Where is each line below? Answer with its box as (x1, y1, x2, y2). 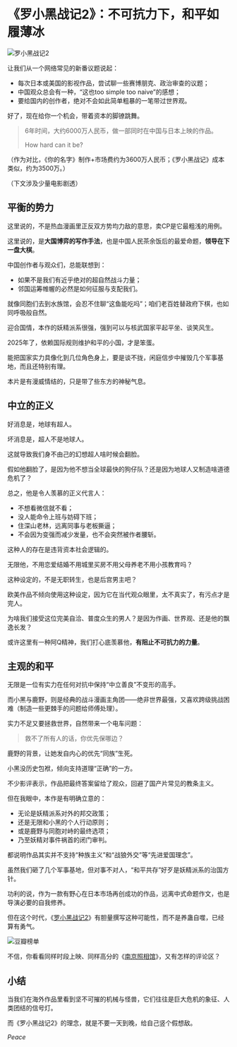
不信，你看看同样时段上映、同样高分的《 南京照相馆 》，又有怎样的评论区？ (7, 952, 221, 961)
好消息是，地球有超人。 (7, 419, 75, 428)
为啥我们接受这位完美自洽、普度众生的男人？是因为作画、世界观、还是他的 (7, 614, 224, 622)
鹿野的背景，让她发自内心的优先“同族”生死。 (7, 749, 137, 758)
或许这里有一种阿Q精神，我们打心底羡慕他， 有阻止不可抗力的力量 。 (7, 638, 204, 646)
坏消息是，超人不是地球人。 (7, 435, 88, 443)
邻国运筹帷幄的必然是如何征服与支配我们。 (17, 284, 142, 293)
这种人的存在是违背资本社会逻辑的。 (7, 545, 113, 554)
